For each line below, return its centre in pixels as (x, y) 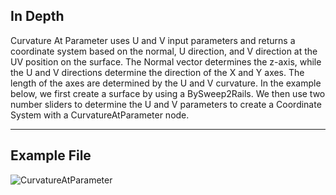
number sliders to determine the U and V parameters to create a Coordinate (166, 104)
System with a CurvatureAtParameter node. (100, 115)
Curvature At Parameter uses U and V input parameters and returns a (153, 40)
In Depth (37, 16)
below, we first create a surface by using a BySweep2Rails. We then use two (168, 93)
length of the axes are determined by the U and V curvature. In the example (166, 83)
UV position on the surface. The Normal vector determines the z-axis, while (166, 61)
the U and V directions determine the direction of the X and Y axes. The (157, 72)
